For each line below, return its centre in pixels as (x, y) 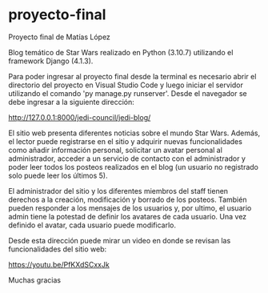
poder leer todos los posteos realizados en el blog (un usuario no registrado (133, 167)
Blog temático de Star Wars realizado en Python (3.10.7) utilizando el (121, 52)
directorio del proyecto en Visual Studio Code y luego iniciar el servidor (126, 85)
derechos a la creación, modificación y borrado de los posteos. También (128, 199)
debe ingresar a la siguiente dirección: (71, 102)
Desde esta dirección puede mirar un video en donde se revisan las (120, 240)
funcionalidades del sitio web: (58, 249)
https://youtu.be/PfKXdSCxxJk (59, 264)
